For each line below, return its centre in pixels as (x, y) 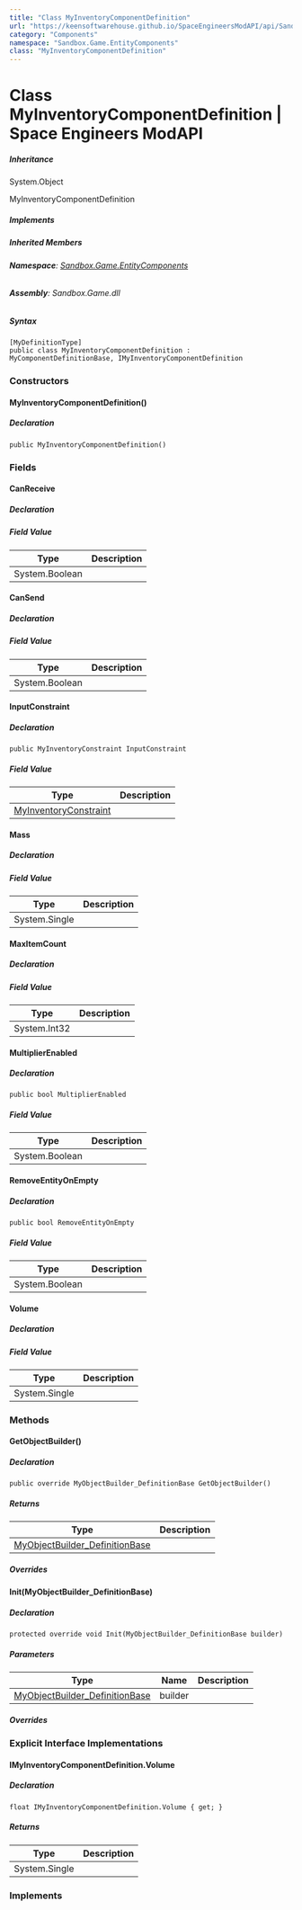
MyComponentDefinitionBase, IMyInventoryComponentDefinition (126, 359)
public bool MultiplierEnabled (68, 1095)
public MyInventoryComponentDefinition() (88, 445)
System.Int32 (42, 1028)
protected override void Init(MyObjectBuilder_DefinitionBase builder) (146, 1634)
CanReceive (32, 489)
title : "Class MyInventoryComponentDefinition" (100, 18)
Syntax (23, 321)
